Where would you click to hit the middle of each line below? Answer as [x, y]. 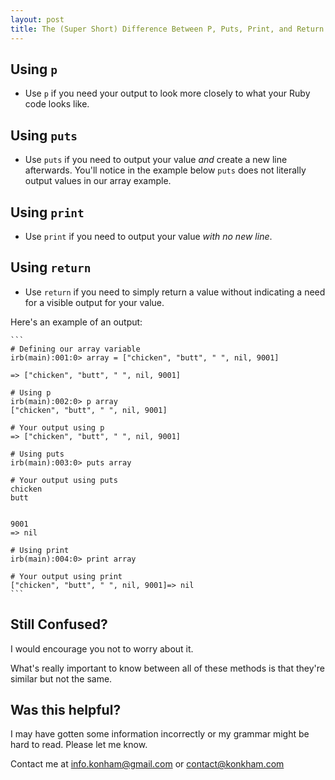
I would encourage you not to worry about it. [102, 648]
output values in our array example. [98, 181]
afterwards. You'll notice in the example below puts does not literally [165, 170]
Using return [51, 267]
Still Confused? [59, 624]
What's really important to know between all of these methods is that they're [167, 668]
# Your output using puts [64, 480]
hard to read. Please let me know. [79, 745]
